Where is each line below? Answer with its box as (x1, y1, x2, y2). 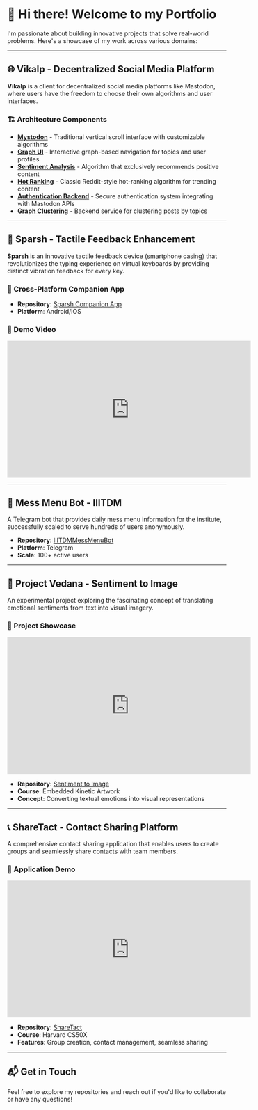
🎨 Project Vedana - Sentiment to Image (7, 578, 179, 589)
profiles (17, 155, 40, 164)
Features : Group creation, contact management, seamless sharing (17, 1038, 209, 1047)
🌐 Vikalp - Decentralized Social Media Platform (7, 63, 215, 75)
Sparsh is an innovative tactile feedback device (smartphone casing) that (7, 252, 218, 260)
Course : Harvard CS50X (17, 1031, 88, 1039)
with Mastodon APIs (17, 200, 75, 208)
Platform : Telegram (17, 544, 74, 552)
